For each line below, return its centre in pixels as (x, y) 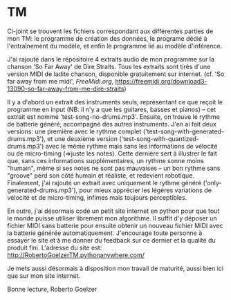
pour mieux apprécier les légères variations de (146, 190)
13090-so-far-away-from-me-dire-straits (66, 88)
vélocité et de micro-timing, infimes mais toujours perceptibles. (97, 197)
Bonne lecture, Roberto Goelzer (52, 289)
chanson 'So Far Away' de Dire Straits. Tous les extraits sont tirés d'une (109, 66)
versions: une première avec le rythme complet (74, 131)
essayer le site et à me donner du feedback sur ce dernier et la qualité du (111, 240)
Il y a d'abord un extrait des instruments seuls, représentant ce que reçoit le (115, 102)
